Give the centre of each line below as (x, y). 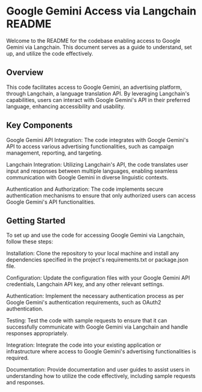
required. (17, 358)
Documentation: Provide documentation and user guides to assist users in (98, 370)
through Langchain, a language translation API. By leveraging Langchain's (98, 93)
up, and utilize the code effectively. (50, 53)
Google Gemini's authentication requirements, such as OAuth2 (84, 303)
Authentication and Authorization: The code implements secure (85, 189)
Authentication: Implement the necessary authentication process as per (95, 296)
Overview (25, 73)
